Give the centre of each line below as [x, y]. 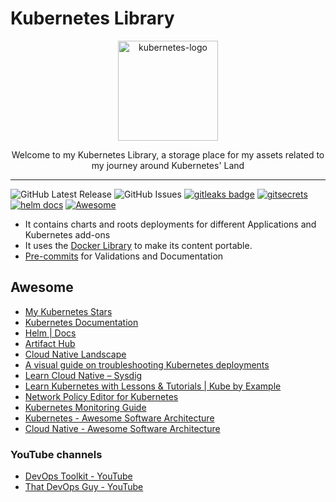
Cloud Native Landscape [75, 354]
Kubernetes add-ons [67, 234]
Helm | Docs [50, 333]
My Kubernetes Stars [68, 311]
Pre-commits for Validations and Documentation [124, 256]
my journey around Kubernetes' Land [168, 165]
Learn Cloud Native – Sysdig [83, 375]
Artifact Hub [50, 343]
